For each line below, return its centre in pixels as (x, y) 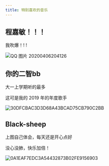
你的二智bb (23, 74)
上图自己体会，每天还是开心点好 (39, 137)
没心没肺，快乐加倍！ (28, 148)
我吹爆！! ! (16, 45)
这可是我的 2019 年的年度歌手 (36, 98)
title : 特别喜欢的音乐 (27, 10)
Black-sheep (26, 124)
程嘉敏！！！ (25, 32)
